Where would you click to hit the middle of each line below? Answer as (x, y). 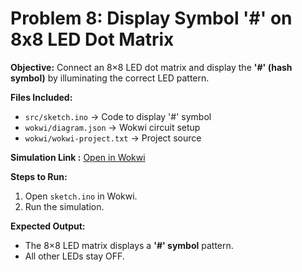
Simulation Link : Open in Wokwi (78, 157)
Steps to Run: (39, 176)
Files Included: (41, 97)
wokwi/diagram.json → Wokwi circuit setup (112, 127)
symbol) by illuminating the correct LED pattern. (110, 78)
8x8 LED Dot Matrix (92, 39)
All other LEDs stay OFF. (74, 256)
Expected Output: (48, 226)
